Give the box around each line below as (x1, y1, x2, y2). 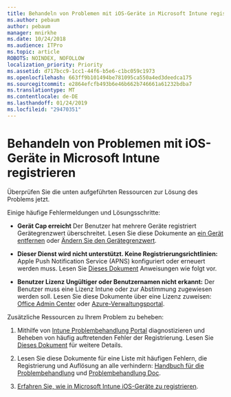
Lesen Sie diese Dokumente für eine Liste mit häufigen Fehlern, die (16, 354, 208, 362)
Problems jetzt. (7, 195, 50, 203)
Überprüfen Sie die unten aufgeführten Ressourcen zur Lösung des (7, 187, 198, 196)
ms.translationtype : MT (7, 87, 76, 94)
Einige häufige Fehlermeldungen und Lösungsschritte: (7, 208, 160, 217)
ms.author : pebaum (7, 17, 60, 23)
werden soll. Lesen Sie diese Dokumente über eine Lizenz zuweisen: (16, 292, 212, 300)
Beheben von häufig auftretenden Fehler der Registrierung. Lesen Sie (16, 333, 214, 341)
